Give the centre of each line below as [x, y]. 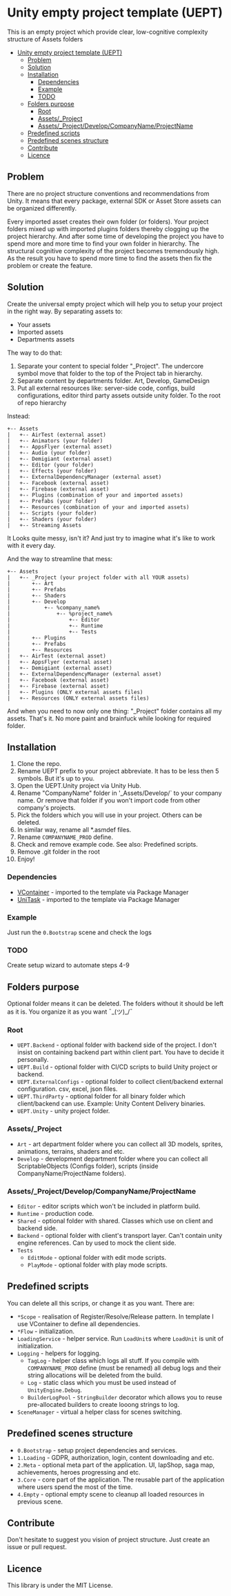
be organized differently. [42, 208]
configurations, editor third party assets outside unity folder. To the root [119, 395]
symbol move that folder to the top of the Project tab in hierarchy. [110, 373]
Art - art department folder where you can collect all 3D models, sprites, [120, 1144]
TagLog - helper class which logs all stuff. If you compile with [113, 1360]
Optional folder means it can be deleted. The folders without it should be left [115, 1004]
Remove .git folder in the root [58, 852]
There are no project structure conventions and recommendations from [108, 193]
